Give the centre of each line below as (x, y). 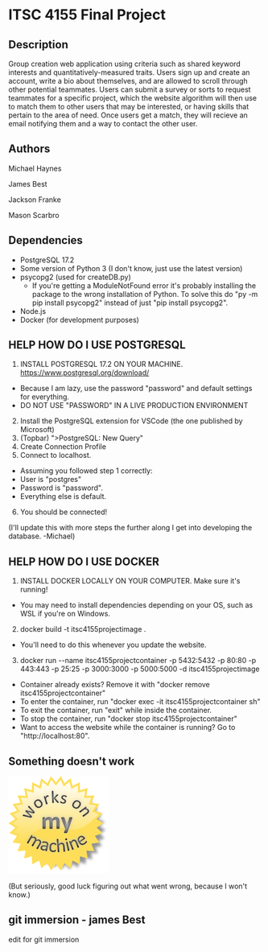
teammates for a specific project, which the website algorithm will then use (133, 98)
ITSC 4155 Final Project (87, 15)
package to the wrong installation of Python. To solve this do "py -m (145, 294)
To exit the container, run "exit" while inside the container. (115, 711)
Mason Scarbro (34, 215)
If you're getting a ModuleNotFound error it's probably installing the (144, 285)
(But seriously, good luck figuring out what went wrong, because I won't (128, 886)
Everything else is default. (63, 497)
